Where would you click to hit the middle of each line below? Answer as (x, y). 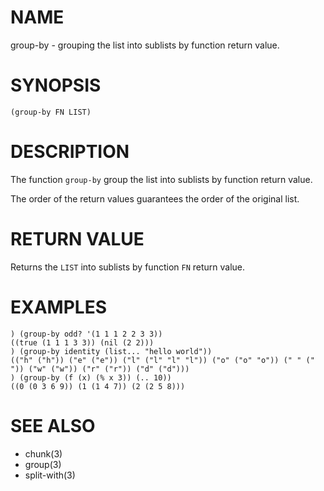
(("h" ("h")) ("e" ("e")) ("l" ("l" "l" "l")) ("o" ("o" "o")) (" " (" (162, 360)
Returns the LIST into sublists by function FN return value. (128, 267)
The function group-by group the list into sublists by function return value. (161, 179)
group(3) (43, 464)
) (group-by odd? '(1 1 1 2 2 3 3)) (86, 334)
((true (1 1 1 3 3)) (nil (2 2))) (82, 342)
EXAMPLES (58, 307)
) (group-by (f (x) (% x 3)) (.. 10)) (91, 377)
